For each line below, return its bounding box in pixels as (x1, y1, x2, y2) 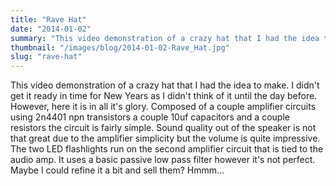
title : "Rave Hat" (10, 14, 87, 25)
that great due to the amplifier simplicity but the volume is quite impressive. (10, 132, 321, 145)
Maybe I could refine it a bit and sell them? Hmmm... (10, 164, 225, 176)
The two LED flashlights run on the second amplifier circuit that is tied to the (10, 143, 324, 155)
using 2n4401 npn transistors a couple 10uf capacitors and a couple (10, 111, 290, 123)
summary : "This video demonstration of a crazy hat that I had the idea (10, 33, 320, 43)
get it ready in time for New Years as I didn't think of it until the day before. (10, 90, 318, 102)
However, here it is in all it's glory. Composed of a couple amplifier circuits (10, 101, 317, 113)
